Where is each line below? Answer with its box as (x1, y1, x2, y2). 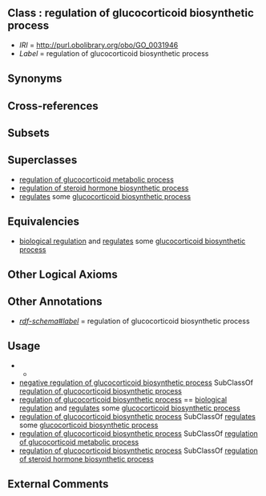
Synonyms (7, 72, 62, 86)
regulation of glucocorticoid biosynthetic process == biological (18, 394, 228, 404)
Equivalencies (7, 215, 79, 229)
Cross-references (7, 99, 99, 113)
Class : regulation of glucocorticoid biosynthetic (7, 6, 254, 20)
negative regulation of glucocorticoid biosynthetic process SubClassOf (18, 378, 254, 387)
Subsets (7, 126, 50, 139)
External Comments (7, 478, 109, 491)
